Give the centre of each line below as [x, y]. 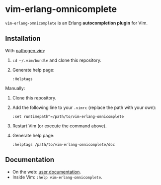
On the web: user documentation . [46, 172]
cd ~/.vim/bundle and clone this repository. [57, 60]
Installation [23, 39]
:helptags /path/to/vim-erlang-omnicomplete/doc [64, 144]
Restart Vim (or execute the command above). [59, 126]
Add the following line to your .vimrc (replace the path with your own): [84, 107]
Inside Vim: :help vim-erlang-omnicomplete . [57, 177]
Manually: [15, 88]
